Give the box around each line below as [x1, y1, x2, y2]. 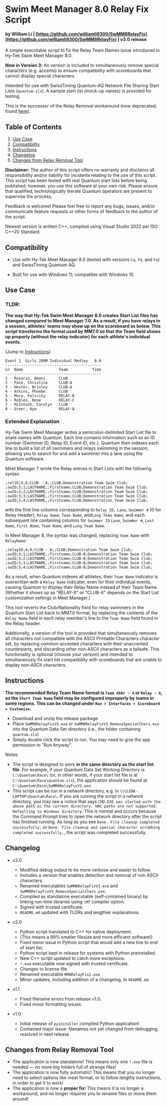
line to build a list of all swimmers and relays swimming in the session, [5, 445, 149, 451]
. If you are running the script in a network [57, 793, 144, 799]
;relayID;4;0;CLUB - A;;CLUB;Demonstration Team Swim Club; [5, 547, 133, 552]
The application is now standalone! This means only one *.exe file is [12, 1059, 153, 1065]
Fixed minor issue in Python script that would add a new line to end [19, 939, 158, 945]
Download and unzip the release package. [12, 715, 99, 721]
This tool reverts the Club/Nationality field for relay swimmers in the [5, 605, 144, 610]
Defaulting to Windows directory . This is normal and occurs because [12, 808, 157, 814]
